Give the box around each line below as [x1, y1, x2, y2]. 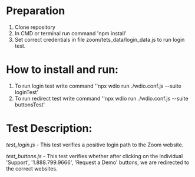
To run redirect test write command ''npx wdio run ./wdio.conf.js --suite [14, 95, 189, 102]
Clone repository [14, 24, 56, 31]
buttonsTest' [14, 101, 45, 108]
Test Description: [6, 122, 92, 135]
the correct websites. [6, 165, 58, 172]
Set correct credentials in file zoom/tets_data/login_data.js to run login [14, 36, 185, 43]
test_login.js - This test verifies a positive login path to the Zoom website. [6, 141, 184, 148]
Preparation [6, 4, 65, 18]
